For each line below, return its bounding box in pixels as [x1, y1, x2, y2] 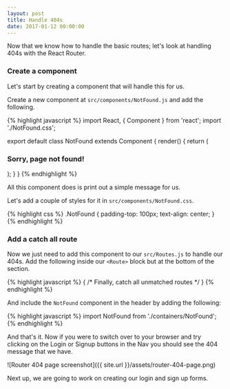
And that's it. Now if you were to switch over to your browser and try [7, 332, 202, 341]
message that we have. [7, 348, 74, 356]
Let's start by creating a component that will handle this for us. [7, 82, 185, 90]
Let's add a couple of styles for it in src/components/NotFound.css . [7, 196, 194, 204]
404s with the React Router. [7, 49, 86, 57]
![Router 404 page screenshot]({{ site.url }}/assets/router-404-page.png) [7, 361, 216, 369]
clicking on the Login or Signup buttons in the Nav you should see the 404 [7, 340, 218, 348]
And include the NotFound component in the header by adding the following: [7, 299, 222, 307]
